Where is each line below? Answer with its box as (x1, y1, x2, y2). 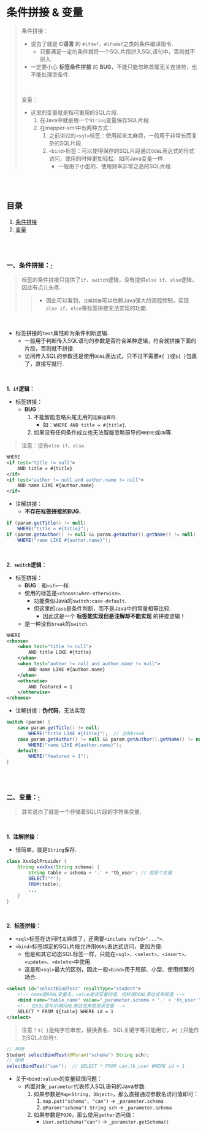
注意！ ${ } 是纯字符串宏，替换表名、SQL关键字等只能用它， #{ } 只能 (21, 1026, 194, 1033)
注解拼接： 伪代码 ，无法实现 (15, 707, 86, 714)
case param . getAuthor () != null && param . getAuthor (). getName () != (17, 736, 193, 743)
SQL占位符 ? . (26, 1033, 58, 1041)
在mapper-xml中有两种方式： (39, 124, 113, 131)
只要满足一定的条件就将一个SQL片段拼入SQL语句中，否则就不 (39, 47, 196, 55)
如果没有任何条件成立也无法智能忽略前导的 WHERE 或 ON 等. (33, 429, 173, 436)
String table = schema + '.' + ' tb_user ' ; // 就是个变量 (28, 870, 172, 876)
